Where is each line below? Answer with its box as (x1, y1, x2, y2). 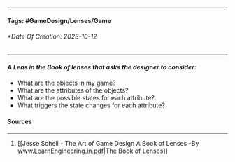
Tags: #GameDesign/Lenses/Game (7, 16, 112, 25)
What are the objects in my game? (17, 79, 116, 87)
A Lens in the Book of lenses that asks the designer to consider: (7, 63, 197, 72)
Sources (7, 117, 33, 126)
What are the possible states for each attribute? (17, 94, 155, 102)
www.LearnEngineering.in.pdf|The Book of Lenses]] (17, 147, 168, 155)
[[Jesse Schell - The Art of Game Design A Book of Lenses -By (17, 140, 199, 148)
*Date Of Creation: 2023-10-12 (7, 32, 97, 41)
